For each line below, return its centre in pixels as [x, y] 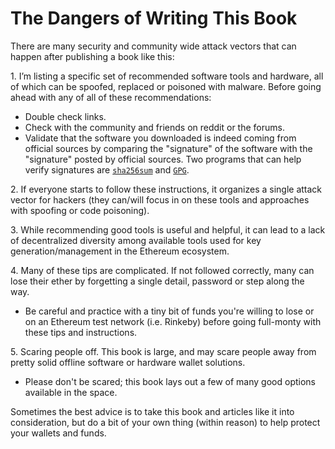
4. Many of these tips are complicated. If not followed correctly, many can [162, 270]
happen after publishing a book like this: [92, 56]
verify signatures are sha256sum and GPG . [107, 169]
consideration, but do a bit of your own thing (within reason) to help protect [165, 422]
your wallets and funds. [58, 433]
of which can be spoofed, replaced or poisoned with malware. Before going [166, 86]
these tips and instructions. [81, 332]
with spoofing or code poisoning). [80, 210]
